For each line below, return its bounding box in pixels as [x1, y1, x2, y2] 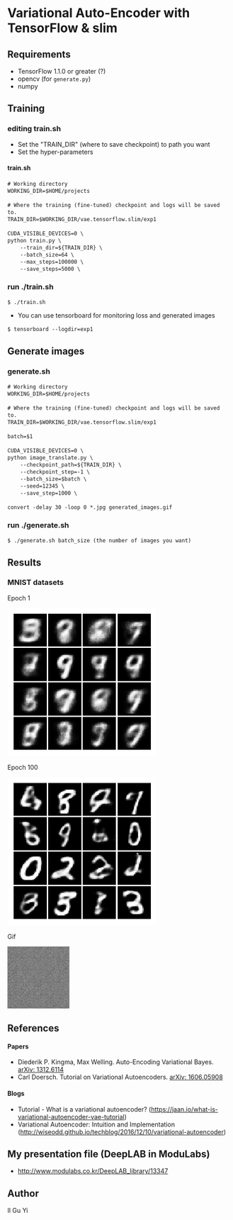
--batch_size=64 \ [20, 251, 74, 258]
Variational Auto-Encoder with [7, 5, 190, 21]
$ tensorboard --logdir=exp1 [7, 326, 93, 333]
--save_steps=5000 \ [20, 265, 81, 272]
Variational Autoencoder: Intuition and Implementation [17, 1120, 176, 1129]
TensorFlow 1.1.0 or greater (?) [17, 67, 106, 75]
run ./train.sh [7, 281, 55, 291]
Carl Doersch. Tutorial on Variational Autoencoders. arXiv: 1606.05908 [17, 1073, 223, 1082]
